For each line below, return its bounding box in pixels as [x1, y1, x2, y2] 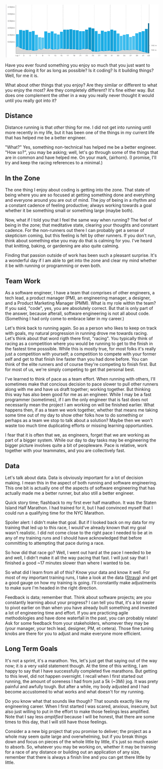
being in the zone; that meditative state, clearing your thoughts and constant [5, 222, 159, 228]
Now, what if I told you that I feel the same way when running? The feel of [5, 217, 153, 223]
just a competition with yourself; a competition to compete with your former [5, 351, 157, 357]
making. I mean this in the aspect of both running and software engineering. [5, 480, 157, 485]
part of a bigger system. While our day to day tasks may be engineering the [5, 437, 157, 443]
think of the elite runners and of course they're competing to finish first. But [5, 362, 157, 367]
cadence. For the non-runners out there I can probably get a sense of [5, 228, 145, 233]
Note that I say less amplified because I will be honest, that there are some [5, 713, 155, 719]
